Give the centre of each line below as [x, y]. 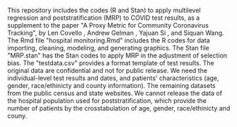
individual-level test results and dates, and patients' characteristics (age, [113, 78]
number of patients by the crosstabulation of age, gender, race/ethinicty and [119, 108]
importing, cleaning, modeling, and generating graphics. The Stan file [109, 48]
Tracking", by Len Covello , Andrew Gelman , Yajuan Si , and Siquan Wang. [116, 33]
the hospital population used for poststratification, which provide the [107, 101]
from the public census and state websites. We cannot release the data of [115, 93]
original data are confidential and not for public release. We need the [107, 71]
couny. [17, 116]
